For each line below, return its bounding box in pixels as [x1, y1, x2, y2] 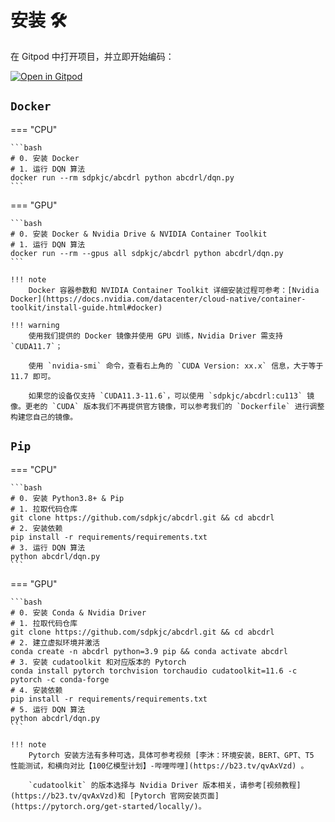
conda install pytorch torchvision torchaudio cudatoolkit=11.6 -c [10, 666, 298, 676]
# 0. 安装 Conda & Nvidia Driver [10, 607, 147, 618]
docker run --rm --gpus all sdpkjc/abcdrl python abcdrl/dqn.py [10, 248, 284, 258]
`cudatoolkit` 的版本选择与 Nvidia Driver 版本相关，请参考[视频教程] [28, 780, 302, 790]
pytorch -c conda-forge [10, 674, 110, 685]
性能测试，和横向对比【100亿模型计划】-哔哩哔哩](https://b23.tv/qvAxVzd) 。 [10, 761, 309, 771]
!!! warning [10, 320, 60, 330]
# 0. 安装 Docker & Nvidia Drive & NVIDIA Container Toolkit [10, 229, 268, 239]
